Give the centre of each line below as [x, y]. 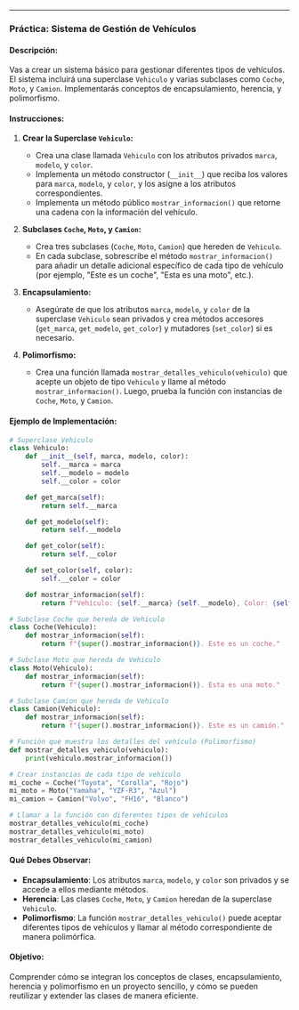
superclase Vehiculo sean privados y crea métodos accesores [149, 319]
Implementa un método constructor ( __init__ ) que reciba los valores [162, 174]
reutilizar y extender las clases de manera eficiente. [104, 996]
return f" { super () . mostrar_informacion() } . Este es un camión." [163, 726]
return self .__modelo [81, 530]
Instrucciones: [37, 118]
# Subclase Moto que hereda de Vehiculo [85, 660]
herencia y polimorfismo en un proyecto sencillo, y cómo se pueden [134, 986]
